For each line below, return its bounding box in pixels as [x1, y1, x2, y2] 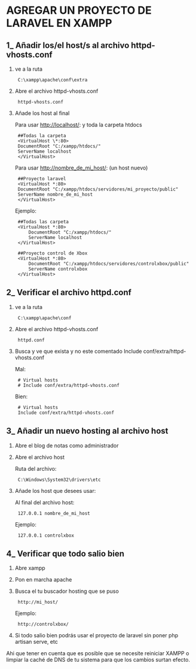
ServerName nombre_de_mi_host [17, 192, 93, 198]
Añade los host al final [14, 110, 70, 117]
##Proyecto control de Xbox [17, 250, 88, 256]
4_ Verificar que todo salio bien [6, 549, 124, 559]
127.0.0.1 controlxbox [17, 532, 75, 538]
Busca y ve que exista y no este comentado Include [14, 347, 142, 355]
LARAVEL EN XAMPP [6, 16, 112, 30]
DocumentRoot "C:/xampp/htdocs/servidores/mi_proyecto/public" [17, 186, 179, 192]
